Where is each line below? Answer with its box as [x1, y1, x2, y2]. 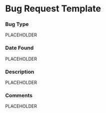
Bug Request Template [5, 3, 101, 14]
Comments [5, 92, 32, 99]
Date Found [5, 44, 34, 51]
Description [5, 68, 34, 75]
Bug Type [5, 21, 29, 28]
